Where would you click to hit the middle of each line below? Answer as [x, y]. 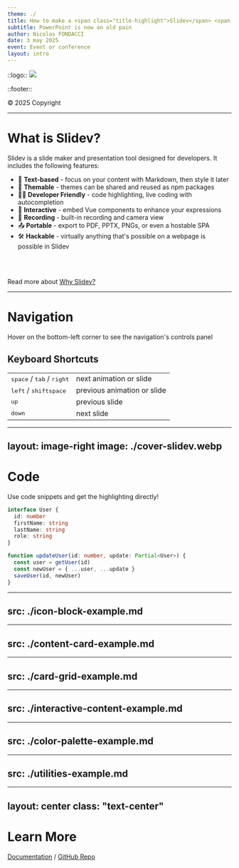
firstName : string [41, 523]
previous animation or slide [121, 390]
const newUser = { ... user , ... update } [74, 569]
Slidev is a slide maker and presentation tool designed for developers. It [112, 158]
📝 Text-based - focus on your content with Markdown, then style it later [123, 179]
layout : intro [28, 54]
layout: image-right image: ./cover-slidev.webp [115, 446]
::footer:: [20, 89]
